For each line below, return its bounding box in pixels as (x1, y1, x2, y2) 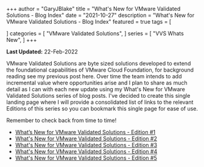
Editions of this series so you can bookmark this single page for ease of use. (6, 105, 199, 112)
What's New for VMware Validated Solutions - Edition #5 (15, 154, 157, 162)
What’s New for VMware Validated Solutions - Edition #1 (15, 129, 156, 135)
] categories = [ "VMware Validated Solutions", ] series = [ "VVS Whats (6, 30, 184, 37)
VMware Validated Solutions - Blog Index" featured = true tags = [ (6, 18, 172, 25)
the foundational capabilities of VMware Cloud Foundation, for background (6, 66, 194, 73)
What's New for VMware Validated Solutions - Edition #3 (15, 141, 157, 148)
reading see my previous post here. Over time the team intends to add (6, 73, 182, 80)
